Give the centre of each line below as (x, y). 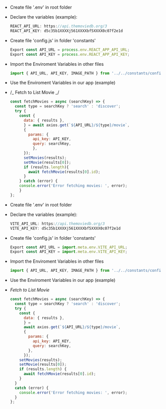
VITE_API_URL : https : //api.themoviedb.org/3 (57, 224)
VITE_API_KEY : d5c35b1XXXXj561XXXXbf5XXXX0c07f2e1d (65, 228)
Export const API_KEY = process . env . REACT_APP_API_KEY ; (70, 54)
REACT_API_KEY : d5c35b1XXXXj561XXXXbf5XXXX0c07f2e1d (66, 31)
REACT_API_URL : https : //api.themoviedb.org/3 (58, 26)
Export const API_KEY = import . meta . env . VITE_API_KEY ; (69, 252)
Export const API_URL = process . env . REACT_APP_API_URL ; (70, 50)
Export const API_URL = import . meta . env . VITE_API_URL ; (69, 247)
